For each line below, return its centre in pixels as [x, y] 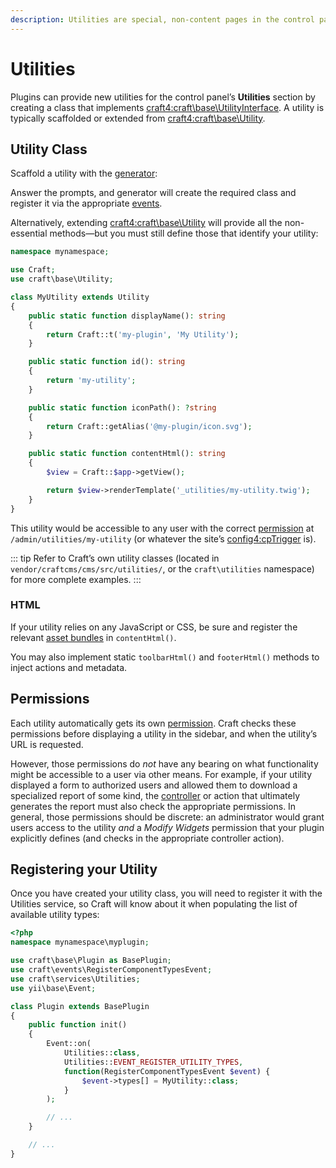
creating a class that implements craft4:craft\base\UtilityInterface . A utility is [167, 107]
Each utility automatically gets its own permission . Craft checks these [153, 723]
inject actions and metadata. [69, 667]
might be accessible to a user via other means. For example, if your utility [161, 774]
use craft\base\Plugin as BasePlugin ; [91, 961]
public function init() [78, 1025]
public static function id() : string [107, 362]
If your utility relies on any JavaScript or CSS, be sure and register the [154, 627]
